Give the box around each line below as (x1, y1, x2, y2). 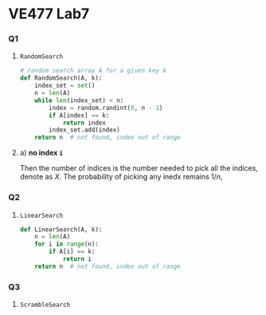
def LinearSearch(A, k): (19, 225, 103, 234)
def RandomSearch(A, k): (19, 74, 103, 82)
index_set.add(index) (49, 126, 121, 134)
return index (62, 119, 106, 127)
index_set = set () (34, 81, 96, 90)
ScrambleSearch (19, 301, 71, 309)
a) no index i (19, 148, 64, 158)
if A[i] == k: (49, 248, 96, 256)
